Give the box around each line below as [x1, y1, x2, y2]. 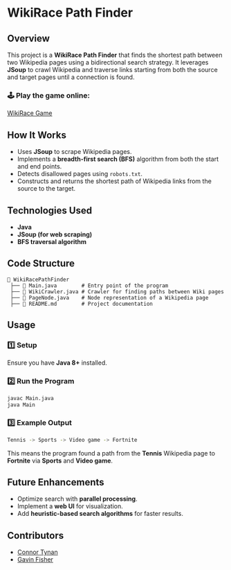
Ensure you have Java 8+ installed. [7, 359, 107, 367]
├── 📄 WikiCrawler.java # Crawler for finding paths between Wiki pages [10, 288, 225, 295]
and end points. [17, 162, 62, 171]
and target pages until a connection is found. [7, 73, 135, 81]
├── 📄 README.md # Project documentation [10, 300, 154, 307]
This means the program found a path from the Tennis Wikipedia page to [7, 449, 216, 457]
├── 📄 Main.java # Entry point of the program [10, 282, 169, 289]
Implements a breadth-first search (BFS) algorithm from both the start [17, 155, 219, 164]
